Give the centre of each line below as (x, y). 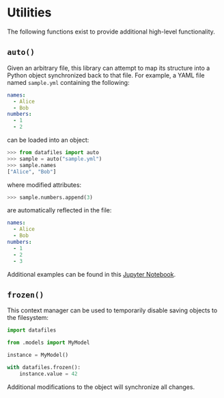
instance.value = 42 (48, 374)
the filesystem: (28, 318)
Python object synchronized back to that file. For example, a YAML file (106, 75)
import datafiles (32, 330)
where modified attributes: (44, 185)
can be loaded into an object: (48, 140)
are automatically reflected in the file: (59, 210)
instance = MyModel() (38, 355)
